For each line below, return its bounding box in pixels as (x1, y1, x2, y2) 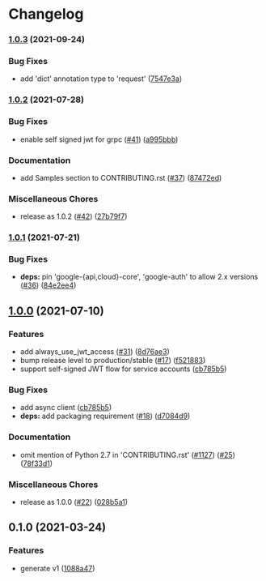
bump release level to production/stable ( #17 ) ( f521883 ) (19, 356, 206, 365)
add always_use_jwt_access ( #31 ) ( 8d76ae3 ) (19, 347, 170, 357)
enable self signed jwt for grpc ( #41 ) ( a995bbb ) (19, 135, 179, 144)
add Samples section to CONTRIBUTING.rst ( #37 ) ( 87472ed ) (19, 173, 222, 182)
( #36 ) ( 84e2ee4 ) (19, 280, 77, 290)
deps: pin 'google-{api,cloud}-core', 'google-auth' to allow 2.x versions (19, 272, 259, 282)
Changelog (8, 5, 84, 23)
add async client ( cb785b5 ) (19, 403, 112, 412)
